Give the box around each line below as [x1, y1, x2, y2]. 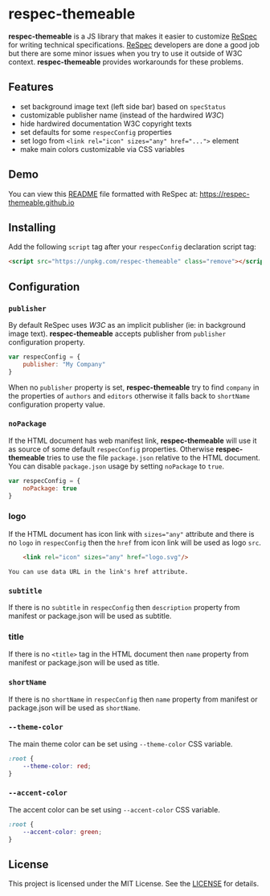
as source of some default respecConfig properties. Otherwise [8, 444, 215, 454]
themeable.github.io [8, 198, 75, 207]
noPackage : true [22, 484, 78, 493]
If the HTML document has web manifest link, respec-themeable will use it [8, 436, 257, 445]
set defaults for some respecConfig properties [19, 127, 173, 137]
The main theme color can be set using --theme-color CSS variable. [8, 738, 233, 748]
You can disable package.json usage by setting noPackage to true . [8, 461, 225, 471]
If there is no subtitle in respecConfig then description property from [8, 602, 240, 612]
